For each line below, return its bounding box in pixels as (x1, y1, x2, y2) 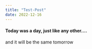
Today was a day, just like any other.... (5, 28, 87, 34)
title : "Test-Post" (5, 7, 47, 13)
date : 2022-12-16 (5, 12, 42, 17)
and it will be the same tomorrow (5, 39, 73, 45)
